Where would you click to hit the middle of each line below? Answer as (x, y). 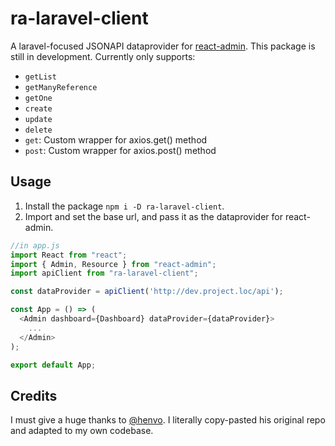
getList (40, 77)
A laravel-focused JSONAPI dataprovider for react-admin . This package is (163, 46)
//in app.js (35, 245)
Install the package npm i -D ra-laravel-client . (124, 206)
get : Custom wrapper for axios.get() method (116, 139)
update (38, 119)
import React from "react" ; (69, 255)
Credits (34, 395)
